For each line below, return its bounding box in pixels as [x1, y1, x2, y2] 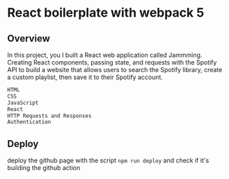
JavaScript [7, 99, 39, 106]
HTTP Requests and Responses [7, 112, 92, 119]
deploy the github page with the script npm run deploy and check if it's [7, 156, 210, 164]
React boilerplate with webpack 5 [7, 5, 205, 21]
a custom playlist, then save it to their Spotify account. [7, 73, 164, 81]
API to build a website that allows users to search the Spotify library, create [7, 66, 223, 74]
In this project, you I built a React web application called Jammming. [7, 51, 203, 59]
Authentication [7, 119, 52, 126]
